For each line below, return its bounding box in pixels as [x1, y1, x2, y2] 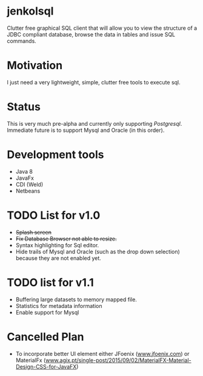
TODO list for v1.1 [7, 275, 95, 289]
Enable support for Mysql [15, 309, 79, 316]
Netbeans [15, 187, 41, 194]
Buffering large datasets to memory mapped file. [15, 296, 137, 303]
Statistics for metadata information [15, 302, 102, 309]
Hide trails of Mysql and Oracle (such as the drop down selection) [15, 248, 181, 255]
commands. [7, 37, 37, 44]
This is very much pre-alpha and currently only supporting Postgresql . [7, 120, 182, 127]
